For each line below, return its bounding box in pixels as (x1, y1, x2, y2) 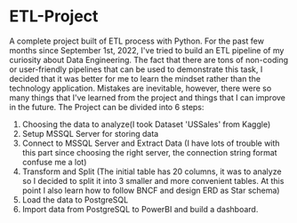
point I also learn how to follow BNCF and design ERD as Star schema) (21, 185, 280, 195)
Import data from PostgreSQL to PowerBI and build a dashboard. (21, 203, 259, 214)
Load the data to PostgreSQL (21, 194, 129, 205)
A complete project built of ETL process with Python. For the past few (9, 36, 265, 46)
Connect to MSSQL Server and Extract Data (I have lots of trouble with (21, 138, 280, 148)
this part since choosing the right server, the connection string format (21, 147, 277, 157)
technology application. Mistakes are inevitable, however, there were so (9, 83, 272, 93)
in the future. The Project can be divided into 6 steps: (9, 101, 205, 112)
